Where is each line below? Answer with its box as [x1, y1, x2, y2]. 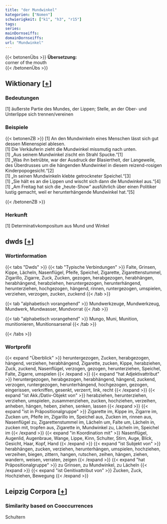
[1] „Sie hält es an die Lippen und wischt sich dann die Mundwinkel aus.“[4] [5, 178, 161, 184]
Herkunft [5, 211, 28, 218]
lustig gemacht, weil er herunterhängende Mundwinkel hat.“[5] [5, 189, 135, 195]
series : [5, 26, 22, 31]
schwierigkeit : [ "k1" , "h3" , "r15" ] [5, 17, 82, 22]
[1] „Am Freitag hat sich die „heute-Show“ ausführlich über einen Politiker [5, 184, 157, 190]
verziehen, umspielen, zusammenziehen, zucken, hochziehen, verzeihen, [5, 398, 157, 404]
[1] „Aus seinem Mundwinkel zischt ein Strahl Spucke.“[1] [5, 151, 123, 157]
